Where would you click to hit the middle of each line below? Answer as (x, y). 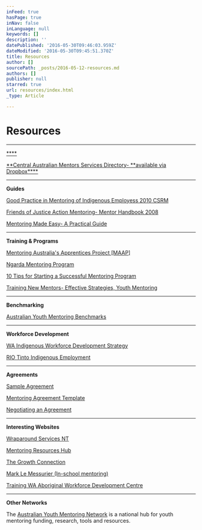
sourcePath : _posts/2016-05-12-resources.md (63, 68)
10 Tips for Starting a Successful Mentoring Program (71, 276)
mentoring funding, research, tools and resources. (69, 520)
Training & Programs (32, 241)
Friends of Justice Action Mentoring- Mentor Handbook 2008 (82, 212)
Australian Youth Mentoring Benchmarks (56, 316)
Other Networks (27, 502)
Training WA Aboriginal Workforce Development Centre (75, 485)
